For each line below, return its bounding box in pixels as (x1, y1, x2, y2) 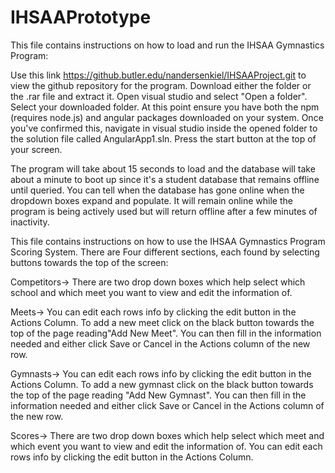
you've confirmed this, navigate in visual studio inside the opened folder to (10, 122, 318, 134)
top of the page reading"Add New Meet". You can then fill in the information (10, 327, 322, 339)
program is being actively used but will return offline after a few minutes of (10, 205, 318, 217)
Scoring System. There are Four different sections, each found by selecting (10, 246, 320, 258)
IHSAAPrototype (10, 6, 152, 29)
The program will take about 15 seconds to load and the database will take (10, 162, 316, 175)
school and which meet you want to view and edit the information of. (10, 286, 293, 298)
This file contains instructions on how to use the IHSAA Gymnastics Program (10, 235, 326, 247)
